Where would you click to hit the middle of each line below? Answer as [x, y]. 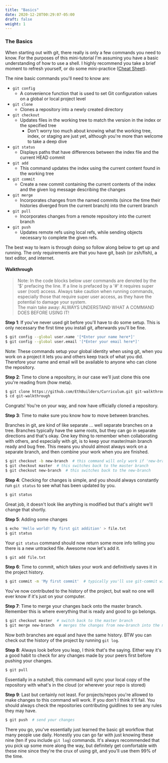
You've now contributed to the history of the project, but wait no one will [79, 591]
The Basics [19, 42]
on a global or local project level [53, 99]
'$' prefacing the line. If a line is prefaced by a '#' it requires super [85, 286]
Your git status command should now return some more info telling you [80, 543]
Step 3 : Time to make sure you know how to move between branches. [77, 416]
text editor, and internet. [30, 258]
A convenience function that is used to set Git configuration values [88, 93]
